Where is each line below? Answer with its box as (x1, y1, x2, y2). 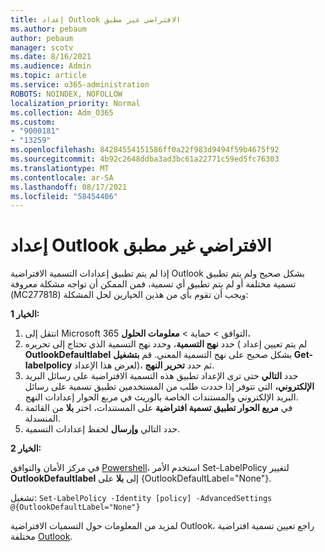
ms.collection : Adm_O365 (10, 107, 114, 118)
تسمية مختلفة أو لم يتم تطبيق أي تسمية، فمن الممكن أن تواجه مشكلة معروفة (10, 278, 297, 290)
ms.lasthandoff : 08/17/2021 (10, 182, 128, 192)
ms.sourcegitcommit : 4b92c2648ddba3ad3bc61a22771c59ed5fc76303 (10, 154, 280, 164)
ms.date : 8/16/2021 (10, 52, 92, 62)
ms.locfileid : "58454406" (10, 191, 118, 201)
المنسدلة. (24, 412, 61, 425)
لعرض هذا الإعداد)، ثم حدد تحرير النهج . (74, 359, 215, 371)
